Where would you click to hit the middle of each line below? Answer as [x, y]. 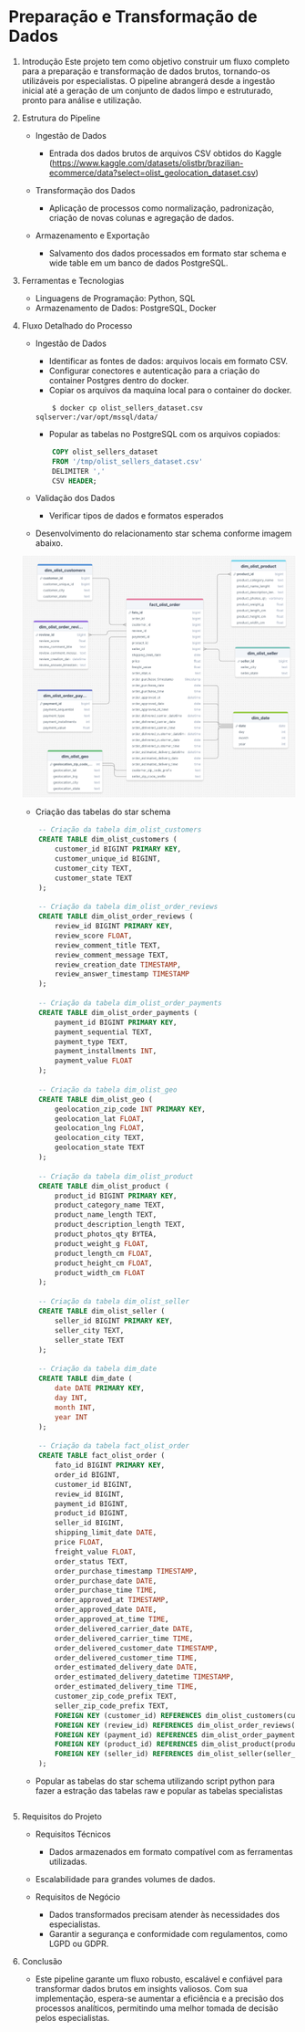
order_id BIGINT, [87, 1475]
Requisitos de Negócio [77, 1897]
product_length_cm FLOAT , [104, 1253]
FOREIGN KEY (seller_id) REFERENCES [124, 1754]
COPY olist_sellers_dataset [105, 452]
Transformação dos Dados [85, 190]
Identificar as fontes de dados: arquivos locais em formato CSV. [168, 361]
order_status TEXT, [91, 1561]
